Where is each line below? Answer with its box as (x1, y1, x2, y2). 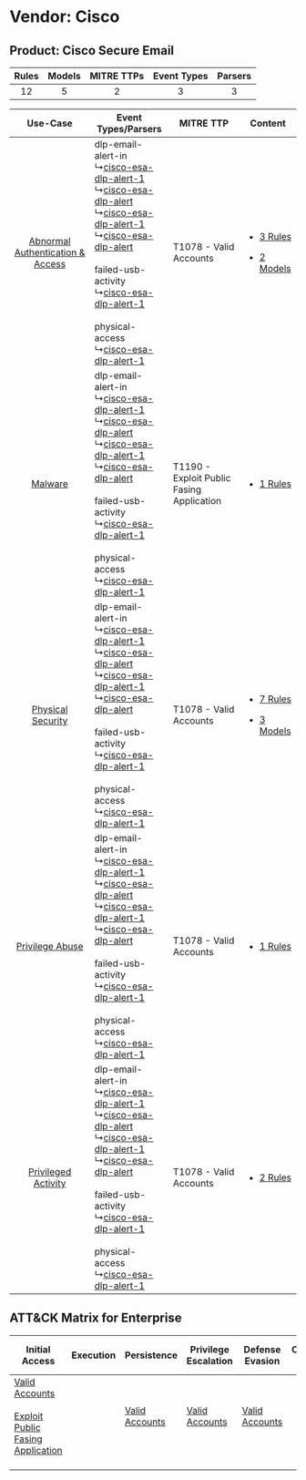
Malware (31, 478, 68, 489)
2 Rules (259, 1171, 292, 1184)
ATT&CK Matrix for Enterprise (9, 1310, 182, 1326)
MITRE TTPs (89, 70, 145, 82)
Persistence (124, 1349, 178, 1362)
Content (250, 117, 287, 129)
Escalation (186, 1354, 234, 1367)
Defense (243, 1342, 281, 1355)
